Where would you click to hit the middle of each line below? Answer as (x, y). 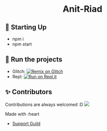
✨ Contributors (29, 92)
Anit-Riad (82, 9)
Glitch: (19, 71)
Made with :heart (22, 114)
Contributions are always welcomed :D (44, 105)
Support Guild (26, 123)
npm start (22, 44)
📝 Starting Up (26, 27)
